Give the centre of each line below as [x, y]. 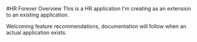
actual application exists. [37, 33]
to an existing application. [38, 15]
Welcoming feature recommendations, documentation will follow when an [96, 26]
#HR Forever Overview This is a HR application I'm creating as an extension [99, 9]
